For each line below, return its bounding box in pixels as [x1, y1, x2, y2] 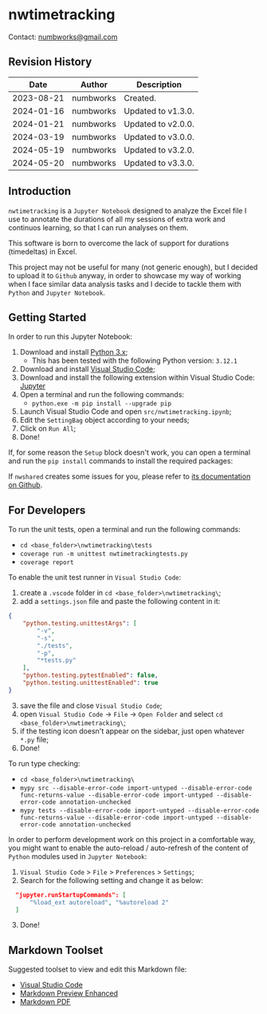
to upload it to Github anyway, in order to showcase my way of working [8, 270, 241, 280]
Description [136, 78, 182, 89]
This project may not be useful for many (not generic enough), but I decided [8, 262, 258, 272]
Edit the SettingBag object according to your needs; [19, 416, 190, 425]
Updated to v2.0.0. [124, 118, 195, 129]
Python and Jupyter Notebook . [8, 288, 106, 297]
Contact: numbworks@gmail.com [8, 32, 118, 42]
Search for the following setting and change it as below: [19, 875, 203, 885]
